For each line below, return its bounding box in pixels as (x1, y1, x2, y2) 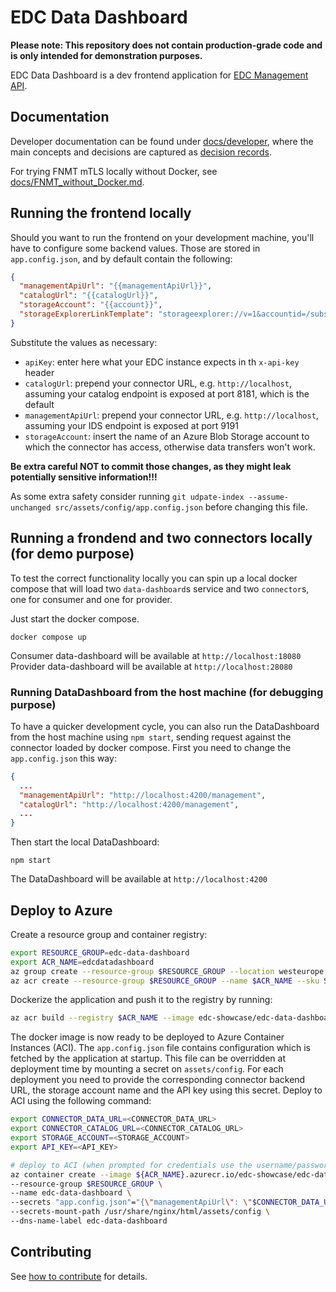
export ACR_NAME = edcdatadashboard (10, 957, 155, 967)
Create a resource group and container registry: (10, 928, 208, 940)
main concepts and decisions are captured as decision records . (10, 146, 272, 158)
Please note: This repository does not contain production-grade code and (10, 39, 323, 51)
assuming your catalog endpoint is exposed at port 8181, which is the (24, 387, 310, 400)
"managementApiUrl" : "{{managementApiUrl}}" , (19, 281, 213, 291)
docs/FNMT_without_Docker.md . (10, 176, 145, 188)
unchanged (10, 502, 52, 513)
